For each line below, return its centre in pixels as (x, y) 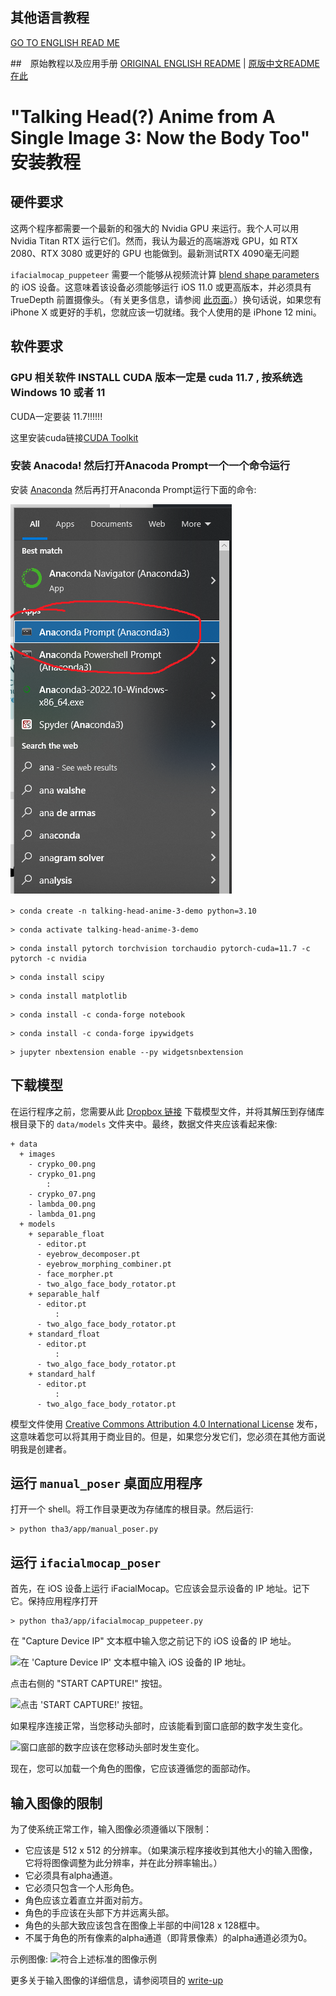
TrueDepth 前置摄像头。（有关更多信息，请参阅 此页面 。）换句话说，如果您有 (166, 299)
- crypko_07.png (62, 1194)
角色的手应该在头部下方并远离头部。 (99, 1913)
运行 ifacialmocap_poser (86, 1562)
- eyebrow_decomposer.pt (88, 1254)
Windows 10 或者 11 (58, 393)
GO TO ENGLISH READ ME (65, 42)
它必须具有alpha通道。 (71, 1875)
